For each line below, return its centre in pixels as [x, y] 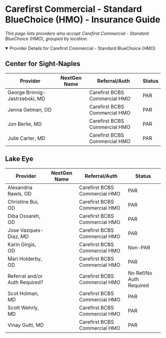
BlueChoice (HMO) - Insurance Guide [83, 20]
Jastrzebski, [22, 99]
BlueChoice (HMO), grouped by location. [46, 39]
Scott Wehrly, [23, 307]
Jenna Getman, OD [30, 110]
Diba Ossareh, [24, 216]
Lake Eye [19, 159]
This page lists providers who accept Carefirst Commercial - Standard [77, 33]
